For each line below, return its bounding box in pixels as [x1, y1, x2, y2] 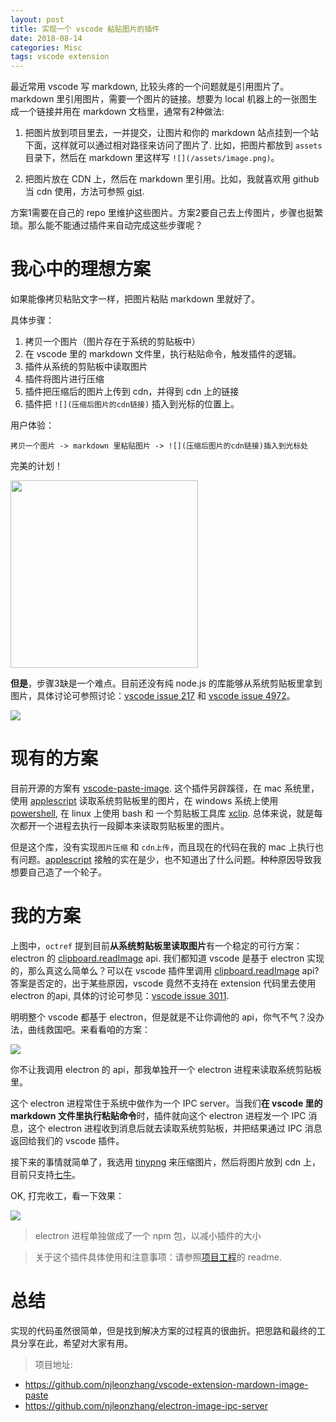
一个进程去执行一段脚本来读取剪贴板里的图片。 [36, 820, 230, 831]
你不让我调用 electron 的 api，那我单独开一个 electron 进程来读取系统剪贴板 [10, 1063, 322, 1075]
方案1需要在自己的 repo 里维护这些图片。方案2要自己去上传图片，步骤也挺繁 [10, 207, 324, 219]
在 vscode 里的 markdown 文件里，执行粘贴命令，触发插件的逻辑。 [24, 348, 302, 360]
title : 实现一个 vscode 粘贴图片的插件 [10, 24, 160, 34]
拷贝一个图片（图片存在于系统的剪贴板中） [24, 336, 201, 348]
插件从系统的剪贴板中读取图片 [24, 361, 148, 373]
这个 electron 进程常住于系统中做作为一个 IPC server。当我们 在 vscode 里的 [10, 1097, 323, 1109]
